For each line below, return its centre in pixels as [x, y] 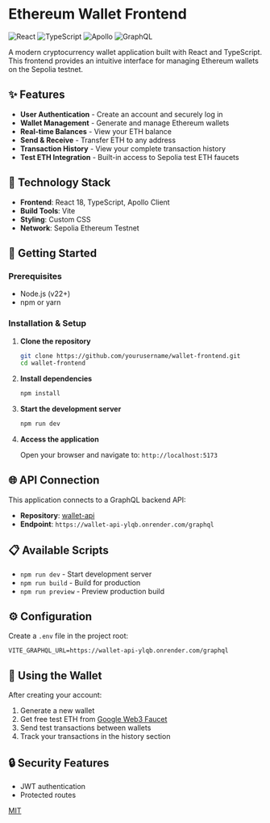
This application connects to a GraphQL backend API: [98, 500]
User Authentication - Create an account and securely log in [121, 114]
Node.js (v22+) [45, 294]
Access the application [59, 439]
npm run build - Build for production [80, 582]
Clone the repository [55, 341]
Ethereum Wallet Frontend [98, 14]
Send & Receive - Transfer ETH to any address [98, 140]
